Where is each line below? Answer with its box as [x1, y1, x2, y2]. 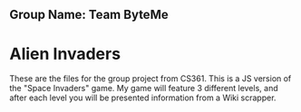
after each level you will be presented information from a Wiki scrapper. [9, 92, 277, 103]
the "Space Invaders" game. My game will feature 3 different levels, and [9, 83, 278, 94]
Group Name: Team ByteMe [9, 7, 170, 23]
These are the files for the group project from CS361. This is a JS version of [9, 73, 292, 84]
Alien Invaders [9, 43, 121, 64]
